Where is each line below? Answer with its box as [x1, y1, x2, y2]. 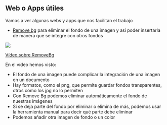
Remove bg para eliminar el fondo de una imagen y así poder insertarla [12, 27, 161, 33]
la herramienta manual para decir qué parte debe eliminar [12, 108, 133, 115]
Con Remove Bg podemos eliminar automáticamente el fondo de [12, 93, 147, 99]
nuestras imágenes [12, 98, 53, 104]
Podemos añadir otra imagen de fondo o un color [12, 114, 115, 120]
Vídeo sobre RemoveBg [5, 51, 55, 57]
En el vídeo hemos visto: [5, 61, 57, 68]
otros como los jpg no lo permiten [12, 87, 83, 93]
